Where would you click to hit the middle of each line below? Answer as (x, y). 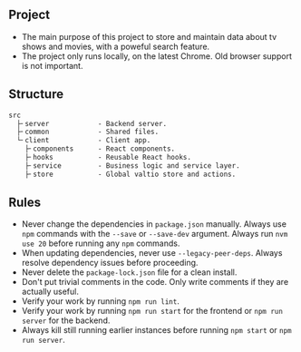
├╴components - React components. (100, 149)
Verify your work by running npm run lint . (101, 301)
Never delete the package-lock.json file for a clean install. (129, 272)
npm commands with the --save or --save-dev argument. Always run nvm (155, 234)
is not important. (52, 65)
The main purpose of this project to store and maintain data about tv (149, 36)
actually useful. (50, 292)
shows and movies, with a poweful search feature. (116, 46)
